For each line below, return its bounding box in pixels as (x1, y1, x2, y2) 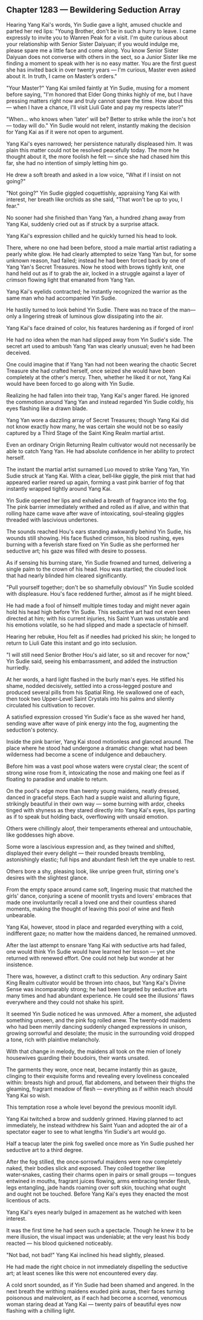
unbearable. (6, 911, 36, 918)
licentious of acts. (6, 1196, 51, 1204)
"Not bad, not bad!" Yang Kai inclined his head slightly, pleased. (6, 1251, 165, 1258)
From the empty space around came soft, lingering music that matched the (6, 886, 193, 893)
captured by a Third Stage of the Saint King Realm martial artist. (6, 429, 165, 436)
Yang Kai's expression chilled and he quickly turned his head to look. (6, 232, 178, 239)
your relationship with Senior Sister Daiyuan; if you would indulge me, (6, 40, 179, 47)
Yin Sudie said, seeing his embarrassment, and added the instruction (6, 658, 178, 665)
